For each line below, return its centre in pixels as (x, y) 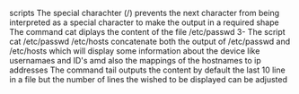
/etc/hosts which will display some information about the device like (135, 51)
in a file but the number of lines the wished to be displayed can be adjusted (148, 79)
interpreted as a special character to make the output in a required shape (145, 22)
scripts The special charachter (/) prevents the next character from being (145, 13)
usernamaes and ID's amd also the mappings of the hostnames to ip (136, 60)
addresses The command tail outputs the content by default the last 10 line (147, 70)
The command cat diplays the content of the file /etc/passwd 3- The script (147, 32)
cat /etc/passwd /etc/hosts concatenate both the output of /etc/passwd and (150, 41)
